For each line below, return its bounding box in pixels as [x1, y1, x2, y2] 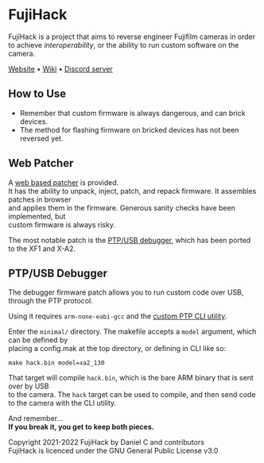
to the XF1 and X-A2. [8, 244, 76, 253]
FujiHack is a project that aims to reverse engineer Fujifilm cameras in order [8, 32, 256, 41]
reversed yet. [19, 133, 64, 143]
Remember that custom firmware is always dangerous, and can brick [19, 108, 246, 118]
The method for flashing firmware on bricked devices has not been [19, 125, 239, 134]
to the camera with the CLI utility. [8, 399, 117, 408]
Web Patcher [8, 156, 74, 170]
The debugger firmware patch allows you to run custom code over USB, [8, 287, 244, 297]
